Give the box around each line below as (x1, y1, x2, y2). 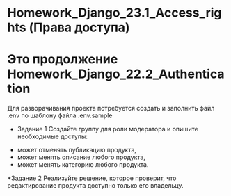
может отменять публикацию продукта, (17, 146, 137, 154)
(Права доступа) (29, 19, 130, 35)
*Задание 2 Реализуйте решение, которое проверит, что (7, 174, 177, 182)
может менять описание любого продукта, (17, 153, 146, 161)
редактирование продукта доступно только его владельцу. (7, 181, 184, 190)
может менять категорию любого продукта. (17, 161, 149, 169)
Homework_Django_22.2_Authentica (7, 66, 225, 82)
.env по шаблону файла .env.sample (7, 111, 113, 120)
